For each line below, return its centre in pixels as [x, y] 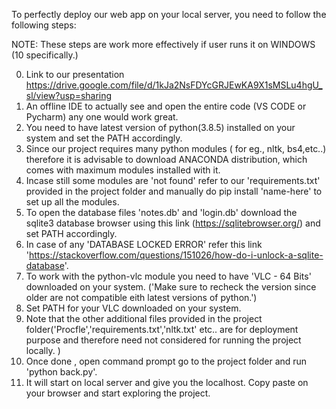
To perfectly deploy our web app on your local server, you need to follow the [169, 14]
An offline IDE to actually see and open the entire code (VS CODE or [166, 106]
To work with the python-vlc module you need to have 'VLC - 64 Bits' [168, 276]
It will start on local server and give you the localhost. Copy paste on [167, 382]
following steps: [44, 25]
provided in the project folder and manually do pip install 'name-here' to [174, 191]
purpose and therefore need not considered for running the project [163, 340]
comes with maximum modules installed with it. [123, 170]
